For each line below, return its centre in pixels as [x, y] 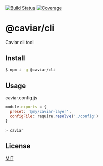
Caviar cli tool [20, 42]
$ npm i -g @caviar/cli [30, 70]
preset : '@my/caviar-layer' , [41, 112]
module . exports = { [26, 107]
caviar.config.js [21, 98]
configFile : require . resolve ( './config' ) [54, 116]
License [18, 146]
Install [15, 58]
